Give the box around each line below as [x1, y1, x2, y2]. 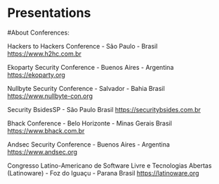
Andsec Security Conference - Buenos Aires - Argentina [7, 140, 171, 149]
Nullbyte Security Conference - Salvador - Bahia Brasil [7, 84, 165, 92]
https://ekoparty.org [7, 70, 65, 79]
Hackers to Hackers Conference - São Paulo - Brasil [7, 42, 158, 50]
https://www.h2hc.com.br [7, 49, 82, 58]
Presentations [7, 5, 91, 21]
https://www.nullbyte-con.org [7, 92, 93, 100]
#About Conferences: [7, 28, 70, 37]
